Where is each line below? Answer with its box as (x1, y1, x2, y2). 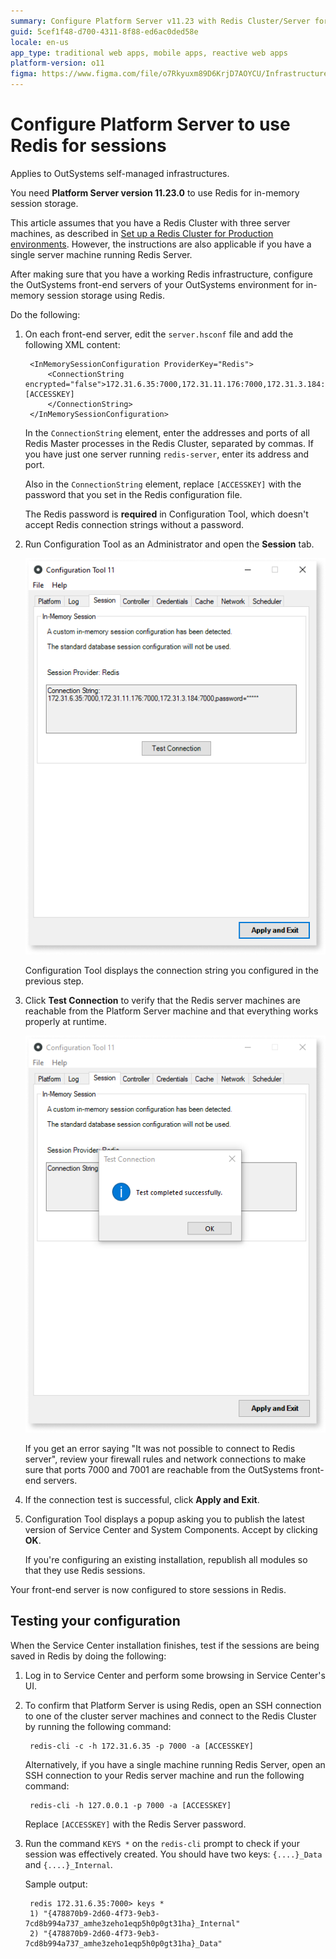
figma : (10, 69, 38, 79)
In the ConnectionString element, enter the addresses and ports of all (24, 426, 310, 439)
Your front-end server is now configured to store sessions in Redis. (10, 1583, 287, 1595)
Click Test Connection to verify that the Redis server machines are (24, 995, 301, 1007)
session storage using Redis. (46, 289, 165, 301)
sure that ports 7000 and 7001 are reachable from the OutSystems (24, 1463, 299, 1475)
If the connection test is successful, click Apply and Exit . (24, 1493, 260, 1505)
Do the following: (10, 308, 81, 320)
